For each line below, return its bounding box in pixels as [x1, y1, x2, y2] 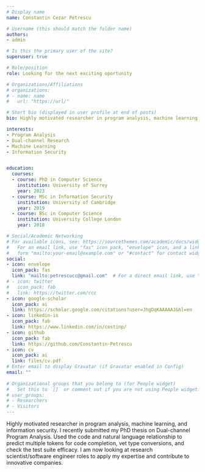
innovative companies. [6, 459, 63, 466]
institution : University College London [17, 216, 121, 223]
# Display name [6, 9, 45, 15]
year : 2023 [17, 187, 45, 194]
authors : [6, 31, 29, 37]
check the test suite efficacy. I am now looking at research [6, 446, 153, 453]
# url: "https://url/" [6, 98, 70, 104]
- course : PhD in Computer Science [12, 176, 103, 183]
